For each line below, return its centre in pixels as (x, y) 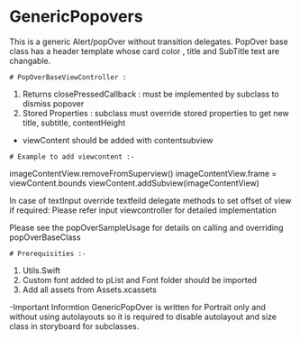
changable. (30, 60)
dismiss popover (53, 103)
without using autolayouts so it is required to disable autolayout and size (143, 317)
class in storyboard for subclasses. (74, 326)
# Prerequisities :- (48, 253)
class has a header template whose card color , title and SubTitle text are (145, 51)
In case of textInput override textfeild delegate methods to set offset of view (150, 200)
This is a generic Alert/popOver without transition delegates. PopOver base (149, 41)
